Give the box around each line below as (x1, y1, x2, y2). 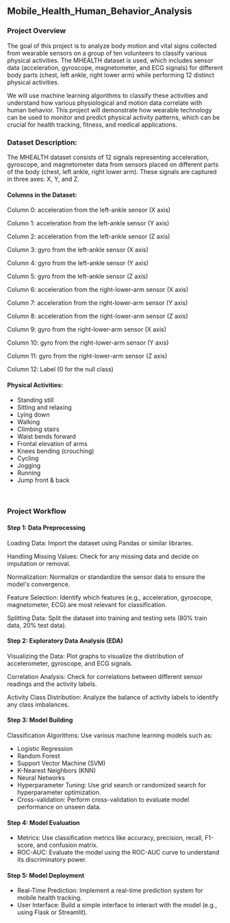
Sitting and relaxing (16, 404, 72, 412)
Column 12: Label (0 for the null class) (7, 365, 114, 373)
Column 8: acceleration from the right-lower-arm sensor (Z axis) (7, 312, 188, 321)
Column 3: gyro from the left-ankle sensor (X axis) (7, 246, 149, 254)
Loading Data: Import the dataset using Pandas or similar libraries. (7, 539, 194, 547)
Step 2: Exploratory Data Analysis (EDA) (7, 637, 123, 645)
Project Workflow (7, 506, 66, 516)
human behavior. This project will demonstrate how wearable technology (7, 106, 212, 114)
